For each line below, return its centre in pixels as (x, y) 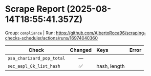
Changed (81, 50)
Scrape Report (35, 9)
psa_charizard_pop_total (36, 58)
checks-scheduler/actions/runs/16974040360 (52, 38)
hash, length (111, 66)
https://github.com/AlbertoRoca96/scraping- (101, 33)
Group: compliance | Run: (30, 33)
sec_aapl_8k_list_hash (34, 66)
